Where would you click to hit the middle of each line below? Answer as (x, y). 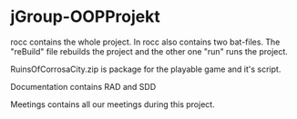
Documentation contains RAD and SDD (83, 86)
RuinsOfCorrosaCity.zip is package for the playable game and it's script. (146, 69)
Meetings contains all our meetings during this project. (113, 104)
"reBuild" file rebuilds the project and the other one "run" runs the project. (149, 51)
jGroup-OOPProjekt (85, 17)
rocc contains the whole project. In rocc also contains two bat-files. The (145, 42)
